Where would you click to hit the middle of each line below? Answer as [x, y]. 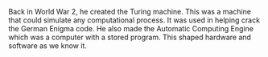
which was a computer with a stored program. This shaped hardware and [130, 37]
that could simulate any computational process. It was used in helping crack [134, 20]
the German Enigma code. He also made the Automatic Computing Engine [131, 28]
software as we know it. [47, 46]
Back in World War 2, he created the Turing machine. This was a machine [130, 12]
